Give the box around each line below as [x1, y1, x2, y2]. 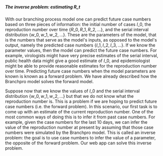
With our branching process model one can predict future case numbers [5, 16, 151, 22]
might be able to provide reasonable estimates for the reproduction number [5, 63, 157, 68]
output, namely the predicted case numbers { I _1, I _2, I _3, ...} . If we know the [5, 42, 156, 48]
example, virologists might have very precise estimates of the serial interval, [5, 52, 159, 58]
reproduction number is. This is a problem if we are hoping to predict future [5, 98, 157, 104]
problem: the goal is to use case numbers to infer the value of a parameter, [5, 134, 156, 140]
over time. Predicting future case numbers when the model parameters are [5, 68, 156, 74]
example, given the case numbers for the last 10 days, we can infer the [5, 119, 148, 125]
